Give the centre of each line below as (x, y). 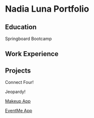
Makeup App (18, 101)
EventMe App (19, 111)
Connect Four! (19, 82)
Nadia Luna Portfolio (47, 9)
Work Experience (32, 54)
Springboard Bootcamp (28, 39)
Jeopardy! (15, 92)
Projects (18, 70)
